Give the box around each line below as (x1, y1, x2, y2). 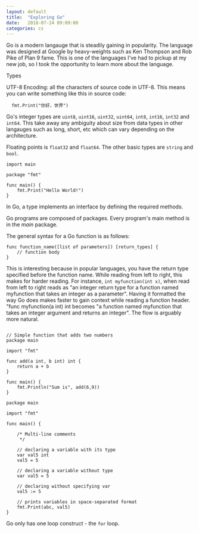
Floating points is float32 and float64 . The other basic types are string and (6, 144, 194, 151)
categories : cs (6, 25, 44, 32)
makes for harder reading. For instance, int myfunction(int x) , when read (6, 278, 189, 285)
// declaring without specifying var (17, 484, 111, 490)
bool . (6, 150, 19, 157)
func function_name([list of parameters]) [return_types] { (6, 244, 159, 250)
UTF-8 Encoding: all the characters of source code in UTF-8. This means (6, 84, 186, 91)
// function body (17, 250, 60, 255)
